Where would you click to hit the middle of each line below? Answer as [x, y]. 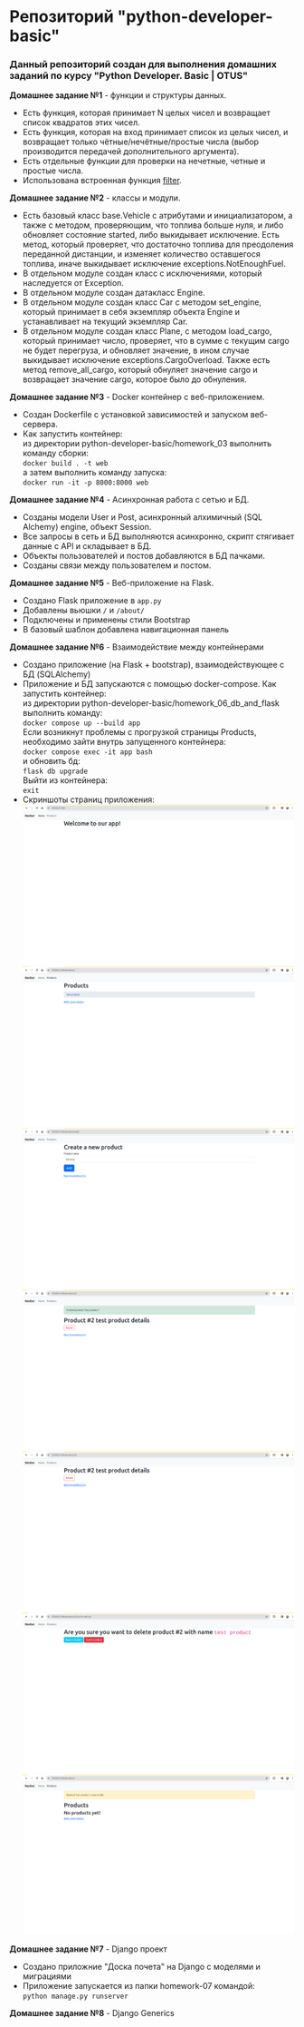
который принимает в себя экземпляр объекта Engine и [131, 312]
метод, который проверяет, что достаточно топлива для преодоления [158, 245]
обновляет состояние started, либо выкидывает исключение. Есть [151, 235]
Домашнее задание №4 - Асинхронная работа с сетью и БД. [129, 500]
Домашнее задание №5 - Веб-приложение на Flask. [112, 583]
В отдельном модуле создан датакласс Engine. [114, 293]
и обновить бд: [51, 761]
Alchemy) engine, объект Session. [87, 527]
